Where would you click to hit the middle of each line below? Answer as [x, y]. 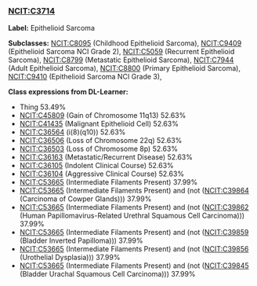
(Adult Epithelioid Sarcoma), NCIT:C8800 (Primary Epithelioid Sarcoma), [125, 68]
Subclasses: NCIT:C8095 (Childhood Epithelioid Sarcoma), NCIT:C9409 [125, 43]
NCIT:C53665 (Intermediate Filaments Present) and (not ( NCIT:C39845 [134, 266]
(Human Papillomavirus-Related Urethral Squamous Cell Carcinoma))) [132, 216]
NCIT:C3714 [32, 11]
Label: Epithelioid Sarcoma [52, 28]
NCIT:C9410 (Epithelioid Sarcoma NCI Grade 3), [85, 77]
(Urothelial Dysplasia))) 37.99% [70, 258]
